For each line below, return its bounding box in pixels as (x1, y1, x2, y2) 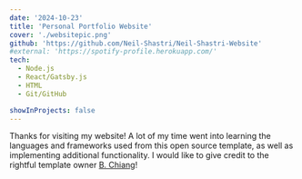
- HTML (17, 81, 43, 90)
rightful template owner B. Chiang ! (9, 160, 138, 171)
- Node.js (17, 65, 55, 74)
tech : (9, 55, 30, 65)
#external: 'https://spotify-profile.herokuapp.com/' (9, 47, 218, 56)
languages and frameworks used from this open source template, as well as (9, 140, 294, 151)
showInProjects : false (9, 105, 96, 114)
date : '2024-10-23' (9, 13, 84, 23)
